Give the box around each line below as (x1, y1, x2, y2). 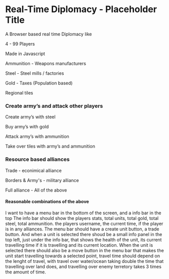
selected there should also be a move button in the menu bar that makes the (5, 247, 164, 253)
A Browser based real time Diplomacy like (5, 31, 92, 37)
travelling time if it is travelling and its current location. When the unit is (5, 242, 153, 248)
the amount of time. (5, 269, 47, 275)
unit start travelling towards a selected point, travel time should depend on (5, 253, 160, 259)
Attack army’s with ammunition (5, 133, 69, 139)
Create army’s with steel (5, 114, 56, 120)
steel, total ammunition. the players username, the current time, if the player (5, 220, 163, 226)
